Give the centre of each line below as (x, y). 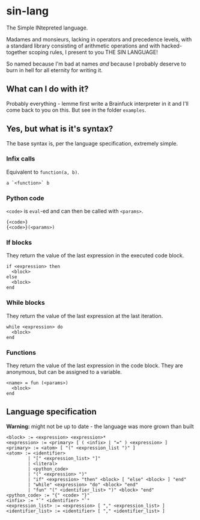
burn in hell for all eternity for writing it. (55, 70)
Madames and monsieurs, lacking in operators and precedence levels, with (99, 39)
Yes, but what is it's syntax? (60, 129)
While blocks (26, 303)
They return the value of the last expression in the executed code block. (95, 255)
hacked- (171, 46)
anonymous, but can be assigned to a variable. (64, 372)
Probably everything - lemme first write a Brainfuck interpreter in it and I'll (98, 103)
